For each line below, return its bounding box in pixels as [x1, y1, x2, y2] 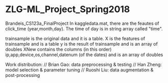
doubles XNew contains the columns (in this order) [5, 46, 112, 52]
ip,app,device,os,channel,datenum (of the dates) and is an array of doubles [5, 52, 163, 58]
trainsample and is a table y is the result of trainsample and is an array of [5, 40, 158, 47]
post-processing [5, 72, 40, 78]
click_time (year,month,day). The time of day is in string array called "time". [5, 25, 163, 31]
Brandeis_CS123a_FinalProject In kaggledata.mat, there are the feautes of [5, 20, 159, 26]
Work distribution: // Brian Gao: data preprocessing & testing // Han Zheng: [5, 61, 162, 67]
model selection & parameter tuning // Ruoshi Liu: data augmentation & [5, 67, 154, 73]
